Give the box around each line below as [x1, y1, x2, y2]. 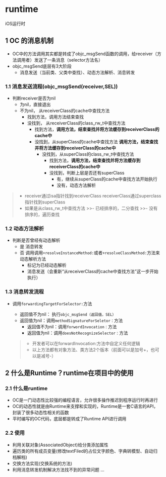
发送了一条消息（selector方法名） [34, 57, 103, 63]
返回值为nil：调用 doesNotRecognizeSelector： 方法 [27, 330, 128, 336]
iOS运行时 [5, 20, 26, 26]
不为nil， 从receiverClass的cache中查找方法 [19, 108, 110, 114]
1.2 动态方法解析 [5, 225, 44, 232]
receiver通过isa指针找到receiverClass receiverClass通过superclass [24, 193, 162, 199]
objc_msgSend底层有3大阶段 [12, 63, 72, 69]
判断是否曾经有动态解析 [12, 237, 60, 243]
